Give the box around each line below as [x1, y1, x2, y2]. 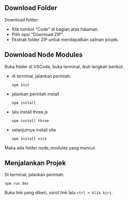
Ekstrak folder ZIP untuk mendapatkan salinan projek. [11, 36, 119, 42]
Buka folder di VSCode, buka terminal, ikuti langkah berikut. [4, 63, 125, 70]
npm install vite [11, 136, 47, 141]
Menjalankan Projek [4, 159, 66, 167]
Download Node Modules [4, 51, 83, 59]
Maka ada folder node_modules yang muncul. [4, 145, 96, 150]
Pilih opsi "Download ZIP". [11, 31, 64, 37]
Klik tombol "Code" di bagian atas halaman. [11, 26, 99, 32]
